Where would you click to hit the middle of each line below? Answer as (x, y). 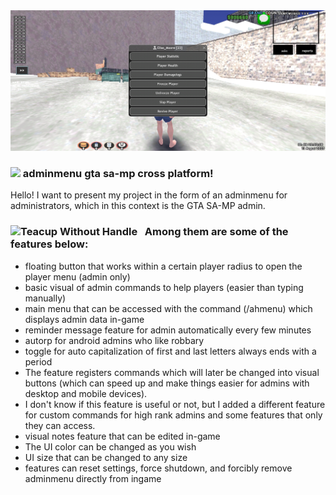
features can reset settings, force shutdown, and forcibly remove (158, 468)
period (38, 361)
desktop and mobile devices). (86, 393)
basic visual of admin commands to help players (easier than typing (164, 287)
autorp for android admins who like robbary (114, 340)
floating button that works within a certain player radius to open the (163, 266)
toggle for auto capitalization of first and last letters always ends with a (170, 351)
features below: (49, 244)
